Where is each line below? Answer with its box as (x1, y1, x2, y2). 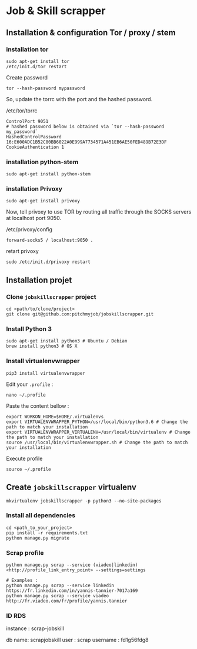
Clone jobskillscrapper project (6, 292, 96, 301)
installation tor (6, 45, 49, 54)
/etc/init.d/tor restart (6, 64, 67, 69)
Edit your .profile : (6, 381, 54, 388)
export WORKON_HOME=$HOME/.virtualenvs (6, 414, 104, 420)
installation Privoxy (6, 185, 63, 193)
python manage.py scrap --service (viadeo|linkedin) (6, 562, 138, 568)
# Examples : (6, 578, 38, 584)
